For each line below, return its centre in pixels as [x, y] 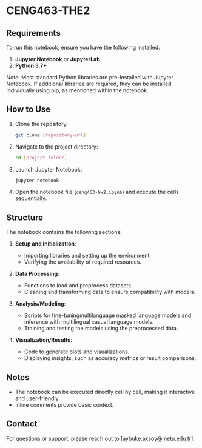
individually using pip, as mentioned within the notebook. [77, 90]
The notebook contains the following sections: [64, 232]
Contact [22, 424]
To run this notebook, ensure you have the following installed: [83, 47]
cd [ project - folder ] [41, 158]
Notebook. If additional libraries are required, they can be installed [89, 84]
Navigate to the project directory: [56, 147]
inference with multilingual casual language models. [89, 322]
